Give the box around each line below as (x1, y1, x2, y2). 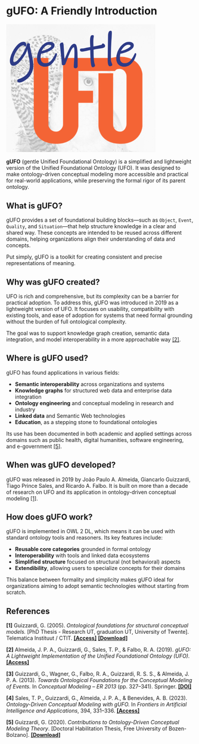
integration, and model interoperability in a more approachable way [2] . (6, 335, 181, 343)
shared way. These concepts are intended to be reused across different (6, 229, 182, 236)
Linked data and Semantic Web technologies (14, 412, 126, 419)
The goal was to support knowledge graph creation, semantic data (6, 329, 170, 337)
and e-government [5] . (6, 443, 63, 450)
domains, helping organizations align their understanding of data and (6, 235, 176, 242)
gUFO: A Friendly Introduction (6, 4, 158, 18)
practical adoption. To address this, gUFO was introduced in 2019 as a (6, 299, 179, 306)
